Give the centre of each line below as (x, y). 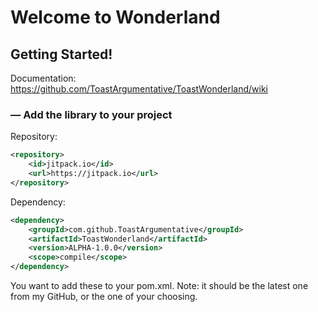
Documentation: (43, 78)
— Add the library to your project (91, 114)
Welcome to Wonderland (115, 17)
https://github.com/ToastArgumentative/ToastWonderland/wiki (139, 89)
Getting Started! (61, 54)
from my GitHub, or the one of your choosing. (104, 297)
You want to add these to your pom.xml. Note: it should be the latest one (159, 286)
